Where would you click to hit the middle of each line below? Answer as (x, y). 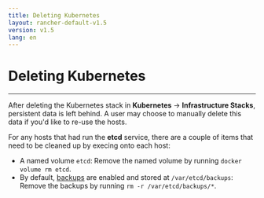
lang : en (22, 37)
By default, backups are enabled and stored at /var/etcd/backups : (126, 178)
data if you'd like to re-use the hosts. (68, 122)
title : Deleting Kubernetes (54, 15)
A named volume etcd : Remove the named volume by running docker (130, 161)
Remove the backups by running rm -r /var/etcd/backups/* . (118, 186)
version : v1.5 (31, 30)
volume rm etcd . (46, 169)
